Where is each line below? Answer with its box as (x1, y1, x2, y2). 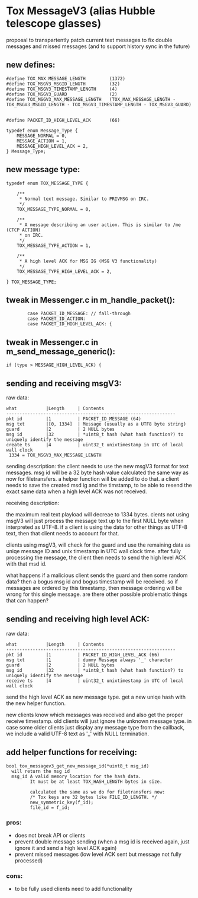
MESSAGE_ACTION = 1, (17, 138, 67, 144)
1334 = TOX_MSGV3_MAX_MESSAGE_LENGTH (8, 452, 102, 458)
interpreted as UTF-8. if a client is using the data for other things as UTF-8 (6, 523, 188, 531)
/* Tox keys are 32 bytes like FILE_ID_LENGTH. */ (30, 794, 158, 800)
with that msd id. (6, 560, 47, 567)
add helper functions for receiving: (6, 747, 138, 757)
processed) (14, 856, 43, 864)
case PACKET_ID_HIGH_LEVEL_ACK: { (27, 321, 112, 327)
